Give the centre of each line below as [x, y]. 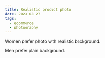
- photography [24, 28]
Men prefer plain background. [35, 51]
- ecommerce [22, 23]
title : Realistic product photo [38, 9]
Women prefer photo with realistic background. [53, 41]
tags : [11, 18]
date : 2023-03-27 [23, 14]
